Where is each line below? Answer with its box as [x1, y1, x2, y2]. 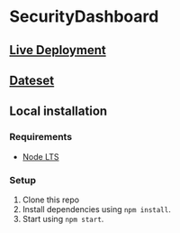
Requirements [9, 131, 73, 144]
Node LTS [22, 151, 59, 162]
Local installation [9, 104, 108, 119]
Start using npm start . [22, 213, 104, 224]
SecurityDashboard [9, 6, 159, 27]
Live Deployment [9, 42, 106, 58]
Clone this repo [22, 194, 79, 205]
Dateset [9, 72, 55, 88]
